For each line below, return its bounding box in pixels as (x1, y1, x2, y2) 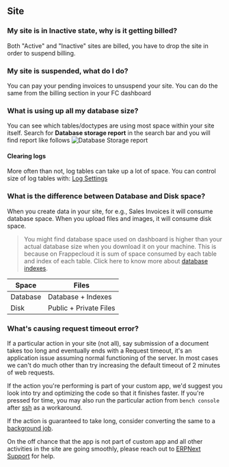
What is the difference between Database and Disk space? (7, 191, 206, 201)
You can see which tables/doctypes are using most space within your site (7, 121, 215, 130)
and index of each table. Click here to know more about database (23, 256, 208, 265)
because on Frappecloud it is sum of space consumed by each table (23, 250, 217, 258)
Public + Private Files (47, 303, 116, 313)
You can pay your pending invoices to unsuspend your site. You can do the (7, 82, 218, 90)
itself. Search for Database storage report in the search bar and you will (7, 129, 211, 137)
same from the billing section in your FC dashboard (7, 88, 152, 97)
